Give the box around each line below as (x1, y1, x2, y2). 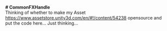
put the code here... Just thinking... (5, 20, 78, 26)
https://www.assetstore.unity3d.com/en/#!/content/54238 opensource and (5, 15, 162, 20)
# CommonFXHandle (5, 4, 51, 10)
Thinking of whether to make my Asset (5, 9, 86, 15)
